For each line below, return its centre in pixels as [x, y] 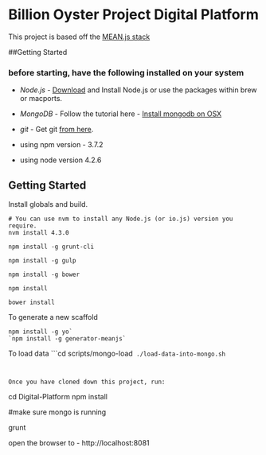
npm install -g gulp [43, 261]
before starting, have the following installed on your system [126, 72]
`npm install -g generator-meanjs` [67, 339]
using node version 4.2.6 [61, 160]
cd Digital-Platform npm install [58, 397]
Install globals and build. [48, 204]
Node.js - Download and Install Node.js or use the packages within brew [138, 90]
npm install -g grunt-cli [51, 247]
